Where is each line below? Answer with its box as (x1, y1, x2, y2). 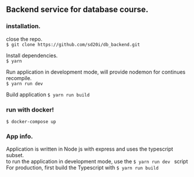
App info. (6, 132, 33, 140)
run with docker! (6, 105, 55, 113)
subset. (6, 152, 25, 159)
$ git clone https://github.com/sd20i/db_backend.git (6, 41, 141, 47)
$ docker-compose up (6, 119, 57, 124)
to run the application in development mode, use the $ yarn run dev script (6, 158, 188, 165)
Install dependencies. (6, 52, 58, 59)
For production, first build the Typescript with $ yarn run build (6, 164, 159, 171)
